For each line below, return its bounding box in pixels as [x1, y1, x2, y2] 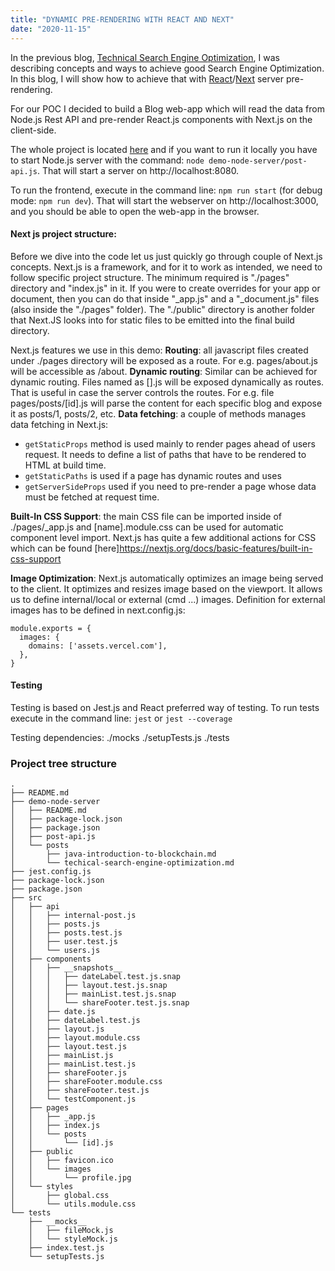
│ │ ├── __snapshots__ [10, 963, 123, 973]
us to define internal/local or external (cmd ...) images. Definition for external [10, 593, 326, 605]
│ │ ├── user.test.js [10, 937, 118, 947]
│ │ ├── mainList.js [10, 1051, 114, 1061]
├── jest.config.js [10, 867, 92, 877]
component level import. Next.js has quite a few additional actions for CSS [10, 531, 317, 543]
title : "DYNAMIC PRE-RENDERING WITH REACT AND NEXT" [10, 14, 235, 25]
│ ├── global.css [10, 1191, 110, 1201]
